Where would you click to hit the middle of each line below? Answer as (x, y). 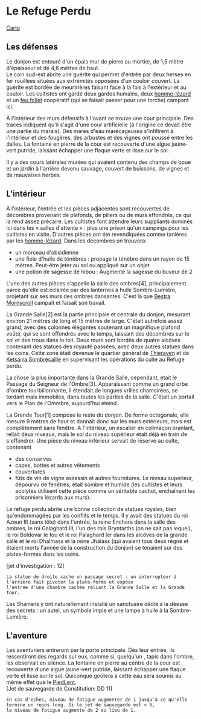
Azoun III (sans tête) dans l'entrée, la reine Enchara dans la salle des (91, 522)
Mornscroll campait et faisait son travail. (56, 302)
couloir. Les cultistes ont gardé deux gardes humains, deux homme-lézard (99, 93)
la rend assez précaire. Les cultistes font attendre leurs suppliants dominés (100, 221)
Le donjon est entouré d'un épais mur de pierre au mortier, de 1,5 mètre (95, 61)
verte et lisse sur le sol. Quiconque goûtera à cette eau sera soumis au (94, 676)
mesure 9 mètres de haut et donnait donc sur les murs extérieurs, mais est (99, 421)
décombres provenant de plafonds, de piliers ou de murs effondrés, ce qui (99, 215)
